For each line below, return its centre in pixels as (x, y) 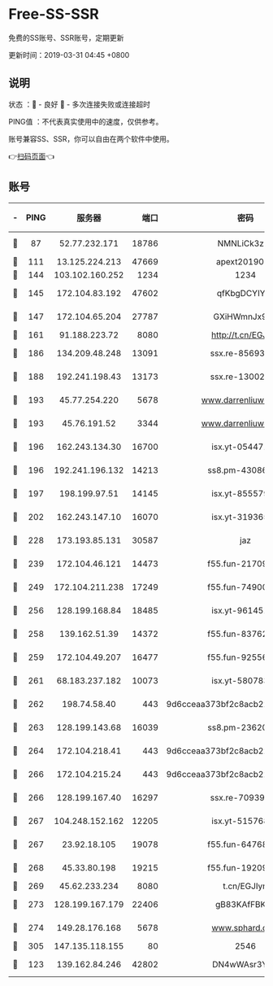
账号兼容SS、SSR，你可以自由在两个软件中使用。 (91, 138)
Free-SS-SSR (54, 14)
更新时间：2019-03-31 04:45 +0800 (69, 55)
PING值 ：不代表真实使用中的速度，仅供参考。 (86, 121)
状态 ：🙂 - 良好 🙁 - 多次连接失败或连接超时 (79, 104)
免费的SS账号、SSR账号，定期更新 (66, 37)
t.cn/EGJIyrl (245, 886)
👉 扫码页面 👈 (32, 156)
